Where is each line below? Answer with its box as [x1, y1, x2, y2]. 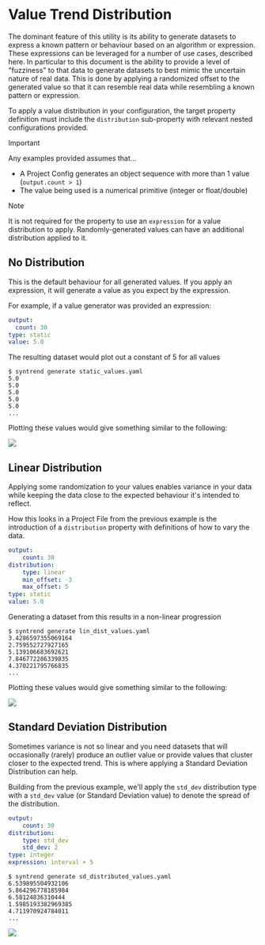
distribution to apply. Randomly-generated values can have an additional [8, 224, 244, 234]
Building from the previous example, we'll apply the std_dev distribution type [8, 782, 257, 791]
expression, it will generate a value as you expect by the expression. [8, 285, 231, 294]
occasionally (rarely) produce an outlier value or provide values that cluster [8, 750, 253, 759]
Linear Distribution [8, 461, 103, 474]
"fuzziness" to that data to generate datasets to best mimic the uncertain [8, 65, 246, 74]
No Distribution [8, 256, 85, 270]
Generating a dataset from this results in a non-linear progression [8, 612, 221, 622]
